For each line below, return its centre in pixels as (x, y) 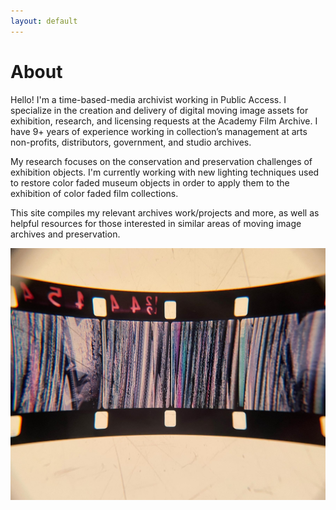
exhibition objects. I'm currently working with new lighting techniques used (165, 172)
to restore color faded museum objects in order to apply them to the (150, 182)
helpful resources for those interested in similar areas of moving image (156, 223)
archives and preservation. (65, 234)
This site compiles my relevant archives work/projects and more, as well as (165, 212)
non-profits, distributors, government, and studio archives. (131, 142)
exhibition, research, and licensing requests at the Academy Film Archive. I (164, 121)
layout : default (44, 21)
